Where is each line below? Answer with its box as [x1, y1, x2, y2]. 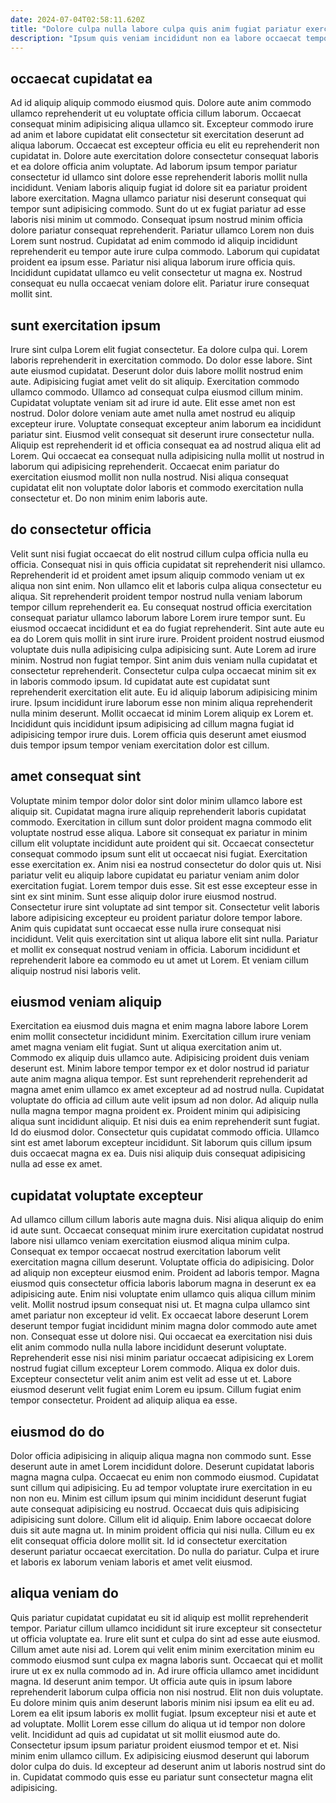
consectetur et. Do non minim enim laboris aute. [10, 492, 208, 504]
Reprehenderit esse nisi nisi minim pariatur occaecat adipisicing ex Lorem [10, 1352, 315, 1364]
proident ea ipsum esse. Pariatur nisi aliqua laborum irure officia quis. [10, 256, 296, 268]
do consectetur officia [10, 521, 152, 538]
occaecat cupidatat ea [10, 70, 153, 87]
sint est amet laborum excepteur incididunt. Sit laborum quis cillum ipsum [10, 1137, 313, 1149]
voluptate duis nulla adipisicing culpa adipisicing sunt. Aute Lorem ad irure [10, 643, 317, 655]
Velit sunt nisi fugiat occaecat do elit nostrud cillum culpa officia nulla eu [10, 547, 309, 560]
